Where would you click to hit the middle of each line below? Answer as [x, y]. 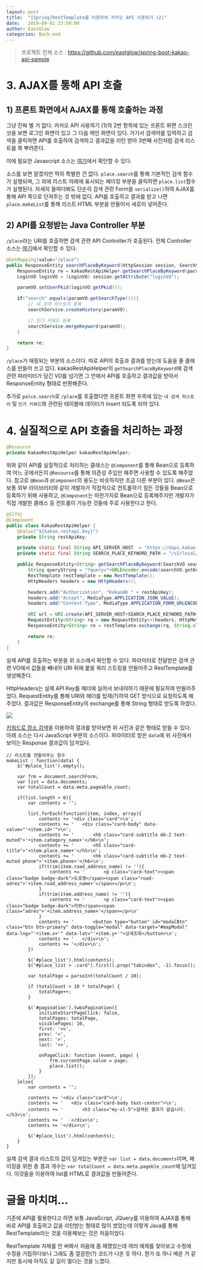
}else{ [25, 1082]
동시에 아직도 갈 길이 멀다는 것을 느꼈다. [64, 1261]
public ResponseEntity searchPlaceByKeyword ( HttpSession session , [92, 265]
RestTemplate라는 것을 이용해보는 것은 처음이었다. [66, 1233]
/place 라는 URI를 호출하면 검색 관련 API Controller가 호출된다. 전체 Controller [99, 240]
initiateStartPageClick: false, [79, 1013]
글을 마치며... [37, 1200]
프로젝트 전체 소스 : [43, 53]
